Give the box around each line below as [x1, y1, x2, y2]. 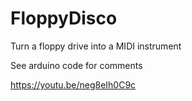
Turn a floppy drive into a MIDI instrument [10, 40, 182, 52]
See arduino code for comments [10, 59, 143, 71]
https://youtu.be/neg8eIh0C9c [10, 78, 137, 91]
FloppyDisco [10, 7, 118, 30]
